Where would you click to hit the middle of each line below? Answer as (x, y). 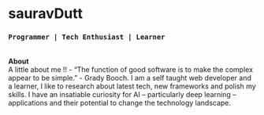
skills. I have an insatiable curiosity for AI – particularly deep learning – (122, 95)
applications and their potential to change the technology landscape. (119, 103)
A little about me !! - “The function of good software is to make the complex (131, 70)
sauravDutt (45, 14)
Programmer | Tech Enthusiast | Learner (87, 37)
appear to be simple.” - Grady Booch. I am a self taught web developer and (130, 78)
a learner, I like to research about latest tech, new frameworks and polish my (132, 86)
